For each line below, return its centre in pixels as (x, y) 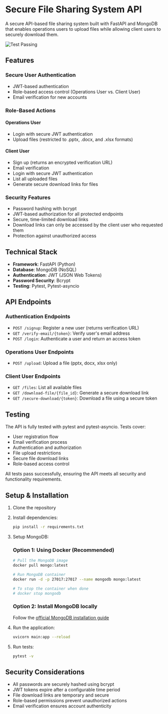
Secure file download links (41, 459)
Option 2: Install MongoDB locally (55, 607)
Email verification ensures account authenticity (62, 706)
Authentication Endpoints (38, 317)
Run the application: (34, 628)
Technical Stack (31, 252)
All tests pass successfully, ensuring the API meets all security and (76, 474)
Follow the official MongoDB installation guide (61, 617)
